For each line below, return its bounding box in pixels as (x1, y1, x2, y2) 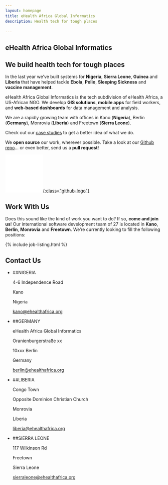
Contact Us (5, 256, 41, 265)
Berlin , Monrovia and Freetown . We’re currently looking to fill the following (5, 226, 160, 232)
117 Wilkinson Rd (12, 445, 47, 451)
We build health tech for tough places (5, 60, 125, 69)
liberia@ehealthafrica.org (12, 426, 65, 432)
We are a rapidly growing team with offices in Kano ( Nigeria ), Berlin (5, 115, 145, 121)
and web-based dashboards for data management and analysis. (5, 105, 139, 111)
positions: (5, 232, 26, 238)
